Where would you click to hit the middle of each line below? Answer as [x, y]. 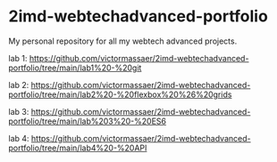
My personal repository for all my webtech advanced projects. [123, 41]
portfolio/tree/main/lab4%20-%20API [78, 148]
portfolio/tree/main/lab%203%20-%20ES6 [88, 121]
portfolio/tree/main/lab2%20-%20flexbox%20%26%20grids [120, 94]
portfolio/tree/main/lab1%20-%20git [75, 68]
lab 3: [19, 111]
